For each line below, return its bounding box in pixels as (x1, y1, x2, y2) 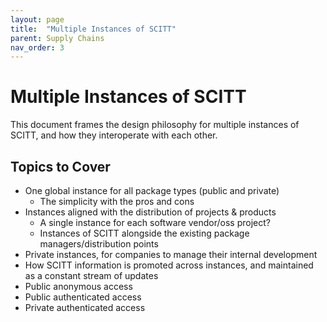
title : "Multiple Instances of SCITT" (10, 24, 177, 34)
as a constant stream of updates (24, 270, 159, 281)
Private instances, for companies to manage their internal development (24, 249, 318, 260)
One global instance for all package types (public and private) (24, 185, 280, 196)
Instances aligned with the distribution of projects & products (24, 206, 277, 218)
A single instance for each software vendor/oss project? (39, 217, 271, 228)
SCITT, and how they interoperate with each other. (10, 129, 218, 141)
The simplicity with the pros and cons (39, 196, 195, 207)
